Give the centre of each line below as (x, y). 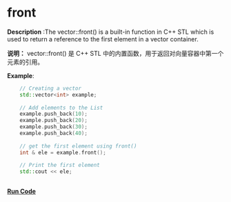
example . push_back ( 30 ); (54, 127)
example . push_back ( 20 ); (54, 121)
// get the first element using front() (78, 146)
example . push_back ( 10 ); (54, 114)
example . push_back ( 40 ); (54, 133)
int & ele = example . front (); (63, 152)
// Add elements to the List (61, 108)
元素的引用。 (25, 62)
